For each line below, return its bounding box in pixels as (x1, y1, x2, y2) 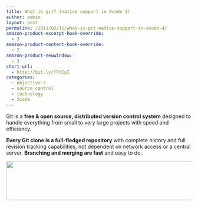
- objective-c (11, 80, 46, 86)
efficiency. (6, 125, 32, 132)
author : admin (6, 14, 41, 20)
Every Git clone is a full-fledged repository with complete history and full (6, 136, 186, 143)
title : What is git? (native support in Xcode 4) (6, 8, 131, 15)
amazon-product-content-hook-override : (6, 42, 104, 48)
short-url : (6, 63, 33, 70)
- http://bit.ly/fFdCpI (11, 69, 70, 75)
